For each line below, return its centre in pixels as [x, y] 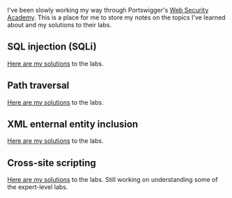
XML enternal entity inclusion [73, 124]
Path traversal [38, 85]
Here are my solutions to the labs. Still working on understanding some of [113, 180]
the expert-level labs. [38, 187]
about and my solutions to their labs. [60, 25]
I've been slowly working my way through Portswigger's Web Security [108, 10]
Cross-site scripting [52, 163]
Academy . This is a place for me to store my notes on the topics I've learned [116, 17]
